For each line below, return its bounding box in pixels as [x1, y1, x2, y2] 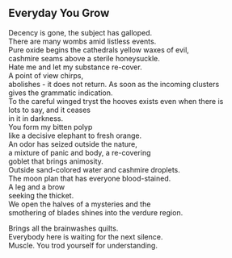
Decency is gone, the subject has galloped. [8, 27, 153, 37]
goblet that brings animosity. [8, 156, 103, 166]
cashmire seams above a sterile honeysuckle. [8, 53, 160, 63]
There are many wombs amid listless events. [8, 36, 157, 46]
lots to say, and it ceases [8, 105, 91, 114]
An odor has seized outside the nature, [8, 139, 137, 148]
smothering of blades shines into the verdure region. [8, 207, 183, 217]
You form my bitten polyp [8, 122, 93, 131]
